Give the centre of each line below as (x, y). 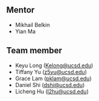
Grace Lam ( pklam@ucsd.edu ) (53, 78)
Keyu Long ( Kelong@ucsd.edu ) (54, 65)
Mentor (21, 10)
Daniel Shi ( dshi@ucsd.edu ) (50, 84)
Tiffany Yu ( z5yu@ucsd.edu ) (51, 72)
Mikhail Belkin (32, 24)
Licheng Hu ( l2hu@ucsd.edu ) (52, 91)
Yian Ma (25, 31)
